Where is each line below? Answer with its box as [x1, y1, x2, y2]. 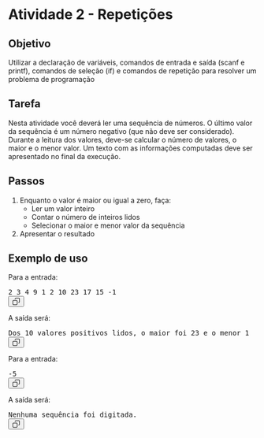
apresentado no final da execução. [8, 151, 121, 161]
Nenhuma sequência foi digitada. [8, 410, 138, 419]
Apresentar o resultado [19, 228, 95, 238]
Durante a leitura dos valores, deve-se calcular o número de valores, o [8, 135, 237, 144]
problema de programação [8, 75, 95, 84]
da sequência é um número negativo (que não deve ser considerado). [8, 126, 235, 135]
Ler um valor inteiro [31, 203, 95, 213]
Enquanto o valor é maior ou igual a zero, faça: [19, 195, 172, 205]
